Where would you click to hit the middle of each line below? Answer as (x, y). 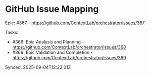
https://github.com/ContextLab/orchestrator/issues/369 (69, 57)
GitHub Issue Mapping (52, 9)
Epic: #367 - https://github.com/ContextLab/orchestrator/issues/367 (75, 23)
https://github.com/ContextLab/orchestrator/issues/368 (69, 47)
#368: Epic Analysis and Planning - (48, 42)
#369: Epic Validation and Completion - (52, 52)
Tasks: (12, 32)
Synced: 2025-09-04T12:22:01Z (38, 67)
